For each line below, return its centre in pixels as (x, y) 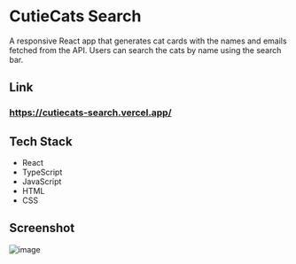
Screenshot (42, 228)
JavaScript (42, 182)
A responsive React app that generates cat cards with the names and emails (148, 41)
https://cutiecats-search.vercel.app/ (90, 113)
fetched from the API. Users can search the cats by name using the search (145, 50)
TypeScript (42, 172)
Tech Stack (41, 141)
